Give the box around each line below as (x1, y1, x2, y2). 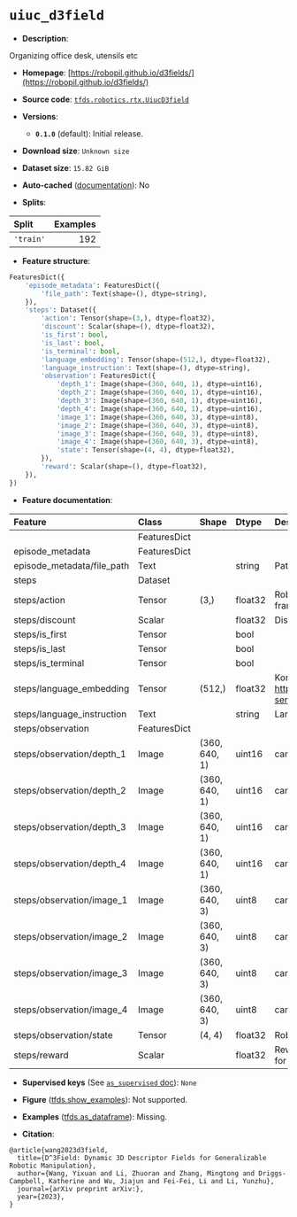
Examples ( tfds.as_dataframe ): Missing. (21, 1111, 168, 1122)
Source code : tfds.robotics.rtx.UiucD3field (21, 94, 190, 105)
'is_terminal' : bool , (41, 346, 121, 356)
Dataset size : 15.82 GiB (21, 162, 110, 173)
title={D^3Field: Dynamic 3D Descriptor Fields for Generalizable (17, 1153, 267, 1162)
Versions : (21, 111, 59, 121)
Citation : (21, 1128, 55, 1139)
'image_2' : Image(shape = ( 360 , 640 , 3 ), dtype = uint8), (56, 421, 259, 430)
